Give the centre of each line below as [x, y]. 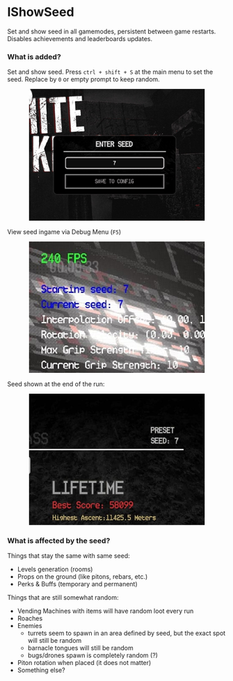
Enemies [30, 626]
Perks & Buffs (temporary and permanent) [77, 584]
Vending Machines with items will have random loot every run [105, 611]
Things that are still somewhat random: [63, 598]
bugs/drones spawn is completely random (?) [93, 655]
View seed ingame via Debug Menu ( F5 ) [64, 232]
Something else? [41, 670]
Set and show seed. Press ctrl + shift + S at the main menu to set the [110, 72]
